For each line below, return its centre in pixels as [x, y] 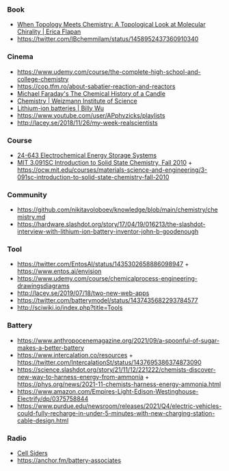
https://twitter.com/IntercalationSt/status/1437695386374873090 [109, 362]
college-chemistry [43, 79]
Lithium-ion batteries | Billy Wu [60, 108]
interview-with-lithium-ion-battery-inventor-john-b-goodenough [108, 231]
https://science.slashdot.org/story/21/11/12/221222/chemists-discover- [117, 369]
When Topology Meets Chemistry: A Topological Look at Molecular [111, 25]
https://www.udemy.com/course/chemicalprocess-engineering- [107, 279]
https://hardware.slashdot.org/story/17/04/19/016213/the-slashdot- [111, 225]
